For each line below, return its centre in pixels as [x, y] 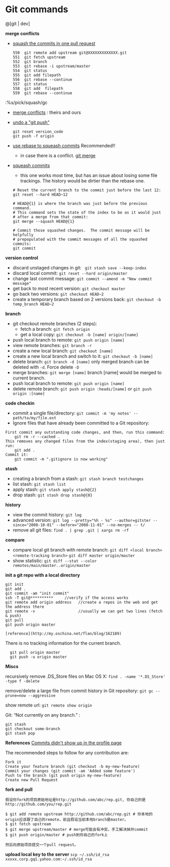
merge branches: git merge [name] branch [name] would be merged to [87, 372]
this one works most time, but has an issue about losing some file [89, 175]
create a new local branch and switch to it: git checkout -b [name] [83, 356]
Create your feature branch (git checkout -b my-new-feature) [73, 766]
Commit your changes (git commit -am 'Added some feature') [70, 771]
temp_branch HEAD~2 [33, 304]
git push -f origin [33, 136]
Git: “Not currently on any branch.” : [43, 715]
